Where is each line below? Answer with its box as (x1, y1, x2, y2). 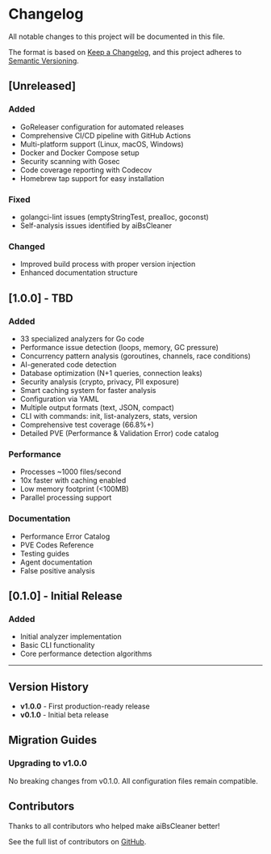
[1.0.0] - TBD (8, 291, 74, 305)
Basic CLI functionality (19, 640, 95, 650)
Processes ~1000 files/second (19, 467, 122, 477)
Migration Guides (8, 734, 98, 747)
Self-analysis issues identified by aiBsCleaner (19, 220, 172, 230)
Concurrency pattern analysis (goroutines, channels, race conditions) (19, 351, 252, 361)
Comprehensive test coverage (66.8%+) (19, 420, 155, 429)
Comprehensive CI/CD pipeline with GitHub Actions (19, 130, 191, 140)
